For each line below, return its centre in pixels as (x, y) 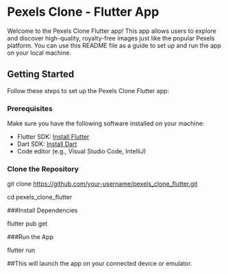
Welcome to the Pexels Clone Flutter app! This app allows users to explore (112, 31)
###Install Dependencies (42, 210)
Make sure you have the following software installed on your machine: (106, 123)
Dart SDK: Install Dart (47, 144)
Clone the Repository (43, 169)
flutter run (21, 250)
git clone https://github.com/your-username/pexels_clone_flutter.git (102, 184)
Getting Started (41, 74)
